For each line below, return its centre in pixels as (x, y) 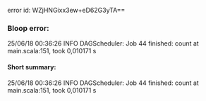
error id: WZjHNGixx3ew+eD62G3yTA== (66, 10)
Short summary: (32, 67)
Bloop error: (28, 28)
